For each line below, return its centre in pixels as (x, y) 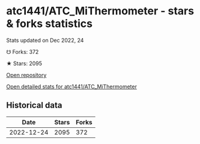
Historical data (34, 105)
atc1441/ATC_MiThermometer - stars (100, 11)
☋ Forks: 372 (23, 51)
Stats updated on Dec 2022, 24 (45, 40)
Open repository (26, 75)
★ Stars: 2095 (24, 63)
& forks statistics (50, 24)
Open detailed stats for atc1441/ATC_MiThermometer (71, 86)
